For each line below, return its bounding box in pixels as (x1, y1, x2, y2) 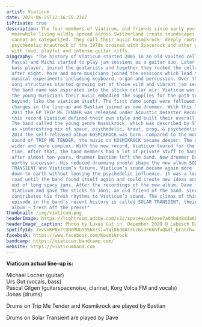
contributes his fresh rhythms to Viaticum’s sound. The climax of (11, 193, 185, 199)
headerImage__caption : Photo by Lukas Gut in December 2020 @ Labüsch (6, 221, 189, 227)
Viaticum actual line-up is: (6, 260, 74, 267)
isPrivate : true (6, 20, 47, 26)
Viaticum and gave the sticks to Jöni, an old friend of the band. (11, 188, 185, 194)
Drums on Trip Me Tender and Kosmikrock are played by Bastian (6, 302, 166, 310)
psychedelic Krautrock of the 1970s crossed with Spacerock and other (11, 43, 192, 49)
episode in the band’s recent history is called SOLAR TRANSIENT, (11, 199, 182, 205)
